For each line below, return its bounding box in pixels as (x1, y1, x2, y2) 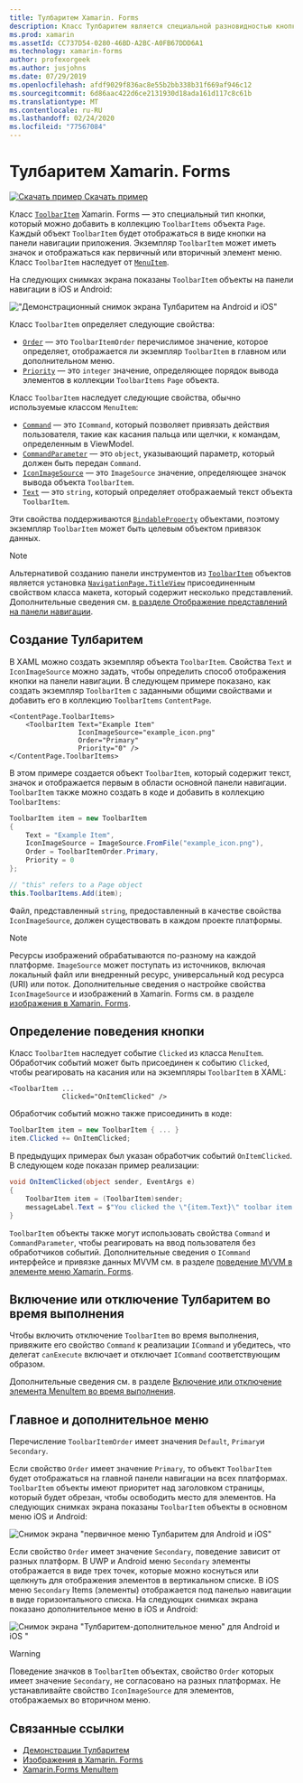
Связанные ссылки (9, 1721, 124, 1736)
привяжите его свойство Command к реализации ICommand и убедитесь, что (9, 1340, 291, 1350)
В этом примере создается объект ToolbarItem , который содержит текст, (9, 767, 291, 778)
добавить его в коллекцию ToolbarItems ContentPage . (9, 695, 212, 705)
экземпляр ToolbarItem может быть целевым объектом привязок (9, 523, 262, 534)
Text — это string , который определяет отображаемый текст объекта (22, 486, 293, 497)
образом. (9, 1358, 46, 1369)
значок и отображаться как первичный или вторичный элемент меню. (9, 247, 282, 257)
